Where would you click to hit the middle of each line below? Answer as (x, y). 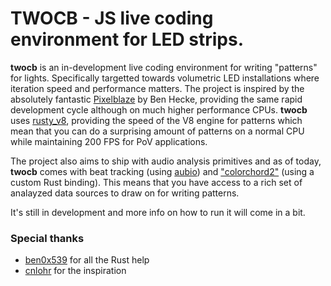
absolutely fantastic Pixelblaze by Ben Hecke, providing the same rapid (156, 99)
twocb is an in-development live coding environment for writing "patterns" (164, 67)
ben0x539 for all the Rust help (87, 260)
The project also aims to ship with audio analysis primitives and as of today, (166, 161)
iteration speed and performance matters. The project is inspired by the (157, 88)
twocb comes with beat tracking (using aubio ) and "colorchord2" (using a (162, 171)
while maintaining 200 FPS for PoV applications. (109, 141)
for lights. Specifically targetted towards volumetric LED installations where (165, 78)
